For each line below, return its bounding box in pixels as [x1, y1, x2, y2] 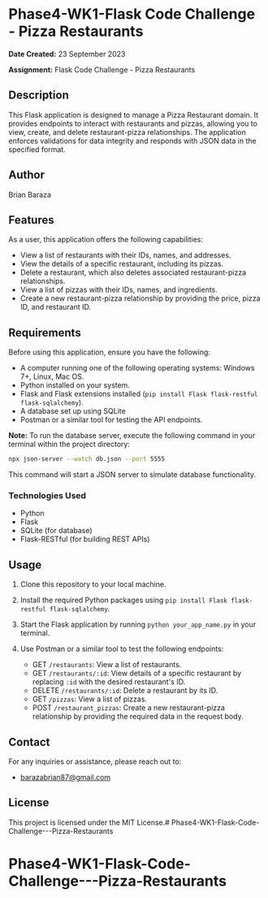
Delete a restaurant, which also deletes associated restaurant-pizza [19, 267, 247, 277]
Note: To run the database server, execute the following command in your [8, 431, 256, 440]
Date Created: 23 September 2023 [8, 49, 126, 59]
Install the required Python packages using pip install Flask [19, 595, 227, 605]
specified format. [8, 144, 67, 154]
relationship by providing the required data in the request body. [32, 712, 244, 722]
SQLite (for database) [19, 526, 93, 536]
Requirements [8, 326, 81, 340]
